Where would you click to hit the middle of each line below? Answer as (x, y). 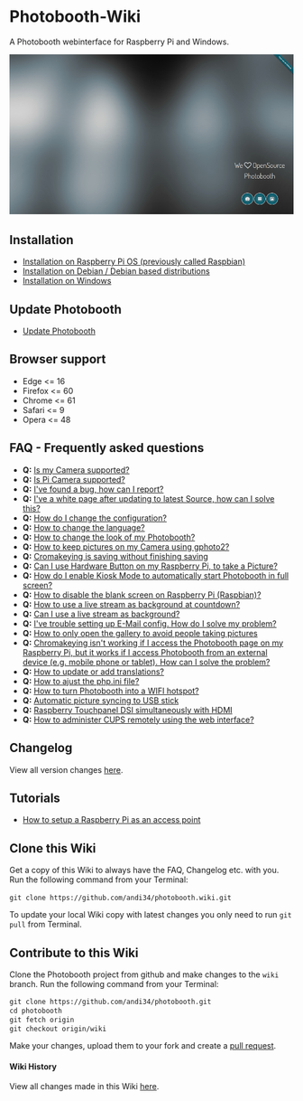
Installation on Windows (67, 281)
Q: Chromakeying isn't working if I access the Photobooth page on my (153, 643)
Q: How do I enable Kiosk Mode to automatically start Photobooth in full (156, 575)
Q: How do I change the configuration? (94, 518)
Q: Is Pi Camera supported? (74, 479)
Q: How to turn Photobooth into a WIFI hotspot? (111, 691)
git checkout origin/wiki (58, 1029)
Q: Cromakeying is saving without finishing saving (115, 556)
